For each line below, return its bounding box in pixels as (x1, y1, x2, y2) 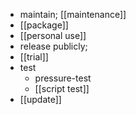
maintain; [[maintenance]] (19, 9, 127, 20)
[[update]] (19, 94, 62, 105)
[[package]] (19, 19, 69, 31)
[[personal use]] (19, 30, 87, 41)
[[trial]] (19, 51, 49, 63)
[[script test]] (34, 83, 90, 94)
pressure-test (34, 72, 92, 84)
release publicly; (19, 40, 88, 52)
